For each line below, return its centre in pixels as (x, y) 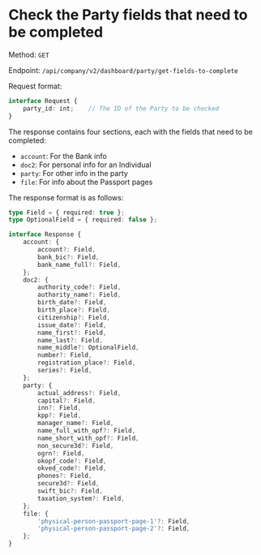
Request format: (35, 86)
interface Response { (45, 234)
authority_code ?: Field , (79, 287)
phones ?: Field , (65, 476)
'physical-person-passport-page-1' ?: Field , (114, 521)
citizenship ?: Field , (74, 317)
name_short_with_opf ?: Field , (88, 438)
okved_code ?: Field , (72, 468)
